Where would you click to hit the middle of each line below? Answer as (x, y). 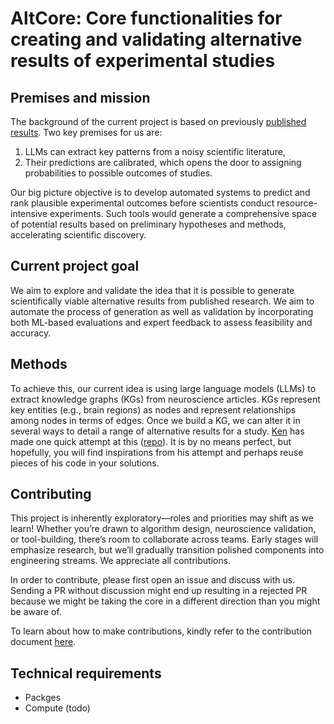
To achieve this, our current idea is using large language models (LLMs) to (163, 388)
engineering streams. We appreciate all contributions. (121, 561)
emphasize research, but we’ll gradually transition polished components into (167, 550)
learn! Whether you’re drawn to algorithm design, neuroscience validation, (163, 529)
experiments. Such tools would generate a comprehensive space (183, 213)
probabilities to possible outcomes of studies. (118, 173)
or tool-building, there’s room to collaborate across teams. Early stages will (164, 539)
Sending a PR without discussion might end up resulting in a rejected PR (159, 591)
